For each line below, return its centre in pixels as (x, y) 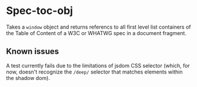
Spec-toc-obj (40, 11)
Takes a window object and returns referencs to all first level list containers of (98, 27)
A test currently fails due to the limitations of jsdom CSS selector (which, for (98, 65)
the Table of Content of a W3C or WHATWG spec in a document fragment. (96, 33)
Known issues (33, 52)
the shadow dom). (28, 78)
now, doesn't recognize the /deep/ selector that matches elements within (94, 72)
